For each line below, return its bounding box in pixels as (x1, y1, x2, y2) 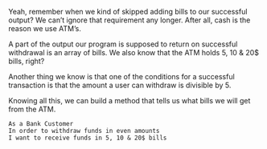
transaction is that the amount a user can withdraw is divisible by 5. (8, 80, 232, 90)
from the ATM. (8, 104, 56, 114)
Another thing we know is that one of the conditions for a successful (8, 72, 235, 81)
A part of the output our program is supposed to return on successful (8, 39, 238, 49)
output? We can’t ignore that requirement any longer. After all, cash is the (8, 15, 251, 25)
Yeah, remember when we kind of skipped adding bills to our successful (8, 7, 248, 16)
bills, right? (8, 56, 45, 66)
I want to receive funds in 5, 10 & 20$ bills (8, 134, 167, 142)
